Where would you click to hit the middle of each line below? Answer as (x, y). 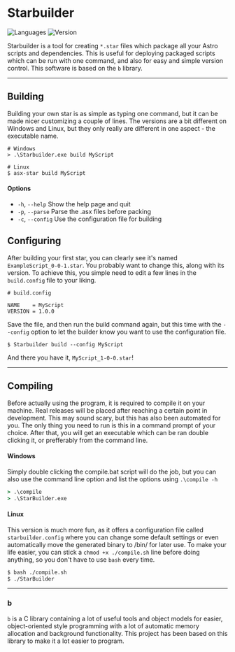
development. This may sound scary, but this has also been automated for (114, 418)
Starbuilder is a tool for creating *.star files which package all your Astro (113, 45)
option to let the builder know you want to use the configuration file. (129, 332)
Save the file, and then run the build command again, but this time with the (114, 324)
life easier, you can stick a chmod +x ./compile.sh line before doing (104, 552)
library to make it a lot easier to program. (66, 641)
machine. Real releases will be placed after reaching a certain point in (107, 410)
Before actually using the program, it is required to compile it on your (106, 403)
